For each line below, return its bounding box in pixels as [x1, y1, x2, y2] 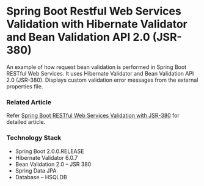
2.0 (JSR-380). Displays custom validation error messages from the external [6, 76, 199, 84]
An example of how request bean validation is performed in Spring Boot [6, 63, 187, 71]
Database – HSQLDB [15, 173, 67, 181]
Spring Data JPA [15, 166, 57, 174]
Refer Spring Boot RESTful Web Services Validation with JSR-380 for [6, 112, 180, 120]
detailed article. [6, 118, 46, 126]
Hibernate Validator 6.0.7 [15, 154, 78, 161]
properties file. [6, 82, 43, 90]
